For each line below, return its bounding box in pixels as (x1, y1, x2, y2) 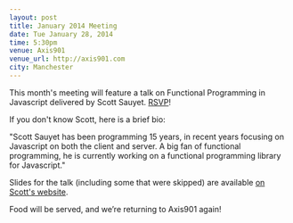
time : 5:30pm (9, 37, 58, 47)
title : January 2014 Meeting (9, 21, 118, 30)
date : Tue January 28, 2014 (9, 29, 114, 38)
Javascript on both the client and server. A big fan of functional (9, 140, 241, 152)
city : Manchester (9, 63, 74, 72)
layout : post (9, 12, 58, 22)
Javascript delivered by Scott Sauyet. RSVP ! (9, 96, 172, 107)
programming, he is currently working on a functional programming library (9, 150, 281, 161)
